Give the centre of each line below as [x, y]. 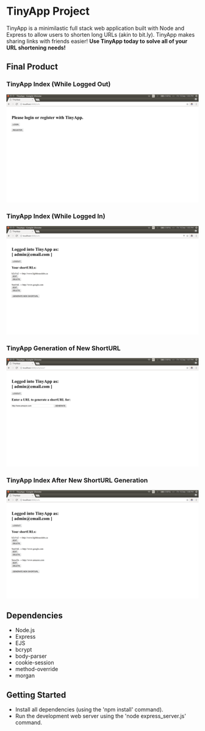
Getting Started [36, 695]
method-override [37, 669]
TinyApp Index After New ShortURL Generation [77, 480]
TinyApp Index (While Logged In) [56, 216]
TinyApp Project [48, 11]
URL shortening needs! [36, 48]
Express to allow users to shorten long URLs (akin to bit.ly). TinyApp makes [101, 34]
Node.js [25, 630]
